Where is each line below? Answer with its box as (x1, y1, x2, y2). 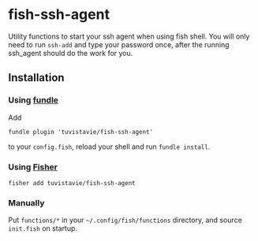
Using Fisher (8, 161, 58, 172)
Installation (8, 71, 65, 84)
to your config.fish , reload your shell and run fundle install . (8, 142, 211, 151)
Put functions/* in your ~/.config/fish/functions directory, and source (8, 215, 242, 225)
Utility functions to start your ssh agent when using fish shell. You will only (8, 32, 250, 41)
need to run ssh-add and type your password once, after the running (8, 39, 230, 49)
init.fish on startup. (8, 224, 77, 233)
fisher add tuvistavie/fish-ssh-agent (8, 179, 136, 187)
